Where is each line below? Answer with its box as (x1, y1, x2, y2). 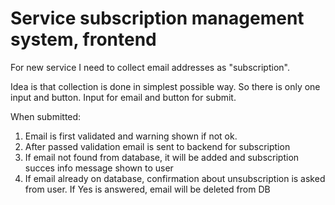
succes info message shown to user (24, 162, 174, 174)
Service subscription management (10, 7, 305, 30)
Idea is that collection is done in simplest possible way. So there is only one (10, 80, 321, 92)
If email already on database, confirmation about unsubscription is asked (24, 172, 326, 184)
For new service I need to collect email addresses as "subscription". (10, 61, 290, 73)
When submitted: (10, 110, 82, 122)
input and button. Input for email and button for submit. (10, 91, 237, 103)
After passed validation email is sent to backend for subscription (24, 140, 291, 152)
